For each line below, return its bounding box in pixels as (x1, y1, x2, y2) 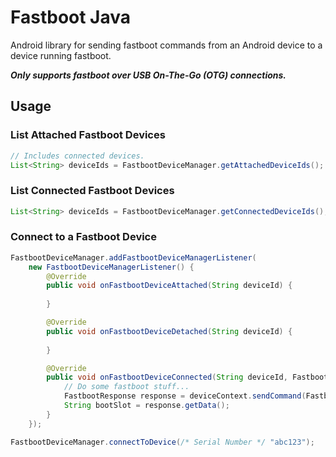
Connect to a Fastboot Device (10, 230, 157, 244)
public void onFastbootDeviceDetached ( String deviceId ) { (46, 326, 293, 336)
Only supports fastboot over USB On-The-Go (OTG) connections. (10, 69, 287, 81)
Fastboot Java (10, 6, 132, 29)
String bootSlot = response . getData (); (63, 401, 230, 411)
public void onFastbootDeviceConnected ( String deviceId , (46, 372, 288, 383)
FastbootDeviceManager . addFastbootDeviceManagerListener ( (10, 252, 257, 263)
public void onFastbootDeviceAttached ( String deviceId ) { (46, 281, 293, 291)
